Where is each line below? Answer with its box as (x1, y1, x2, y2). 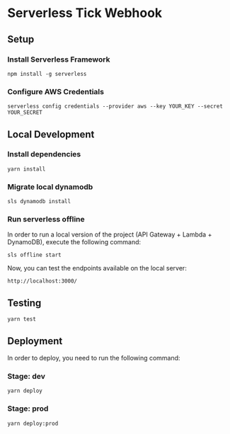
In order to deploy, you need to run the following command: (7, 354, 180, 362)
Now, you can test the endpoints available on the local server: (7, 264, 188, 273)
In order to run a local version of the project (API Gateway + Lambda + (7, 230, 212, 239)
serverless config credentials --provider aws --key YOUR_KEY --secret (7, 103, 223, 110)
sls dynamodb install (7, 198, 71, 205)
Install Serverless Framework (7, 55, 110, 64)
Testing (7, 297, 42, 309)
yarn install (7, 165, 46, 173)
